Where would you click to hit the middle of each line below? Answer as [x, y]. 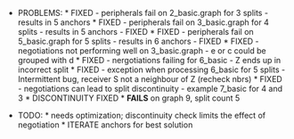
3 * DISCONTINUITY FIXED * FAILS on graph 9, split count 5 [129, 98]
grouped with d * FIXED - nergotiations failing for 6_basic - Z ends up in [149, 60]
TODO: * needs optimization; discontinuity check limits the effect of [141, 115]
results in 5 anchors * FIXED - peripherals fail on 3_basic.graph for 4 [143, 22]
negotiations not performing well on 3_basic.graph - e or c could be [142, 51]
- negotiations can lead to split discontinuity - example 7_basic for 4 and [150, 89]
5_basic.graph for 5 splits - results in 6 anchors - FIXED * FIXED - [139, 41]
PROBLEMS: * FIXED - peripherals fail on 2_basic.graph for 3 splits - [143, 13]
